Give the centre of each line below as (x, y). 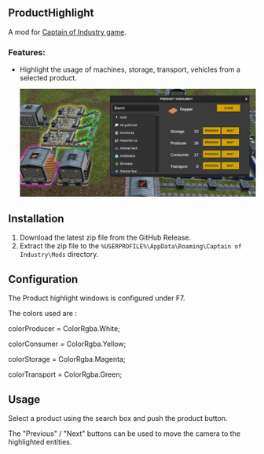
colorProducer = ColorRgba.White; (64, 329)
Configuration (43, 279)
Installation (36, 219)
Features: (27, 52)
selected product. (48, 78)
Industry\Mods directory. (59, 255)
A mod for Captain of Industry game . (68, 32)
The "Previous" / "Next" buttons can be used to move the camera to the (125, 434)
